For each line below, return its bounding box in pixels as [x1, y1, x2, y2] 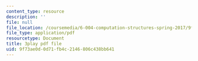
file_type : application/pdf [6, 30, 75, 36]
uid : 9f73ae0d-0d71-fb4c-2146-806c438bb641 [6, 46, 115, 52]
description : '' [6, 14, 46, 20]
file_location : [6, 24, 44, 31]
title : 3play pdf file [6, 41, 62, 47]
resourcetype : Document [6, 35, 65, 41]
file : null [6, 19, 33, 25]
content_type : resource [6, 8, 65, 15]
